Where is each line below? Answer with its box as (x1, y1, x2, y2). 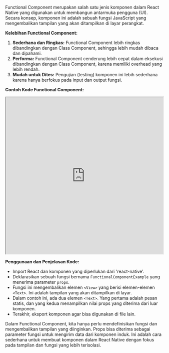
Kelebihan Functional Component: (5, 30, 78, 36)
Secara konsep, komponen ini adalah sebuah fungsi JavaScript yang (5, 15, 146, 21)
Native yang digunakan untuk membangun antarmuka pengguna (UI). (5, 10, 148, 16)
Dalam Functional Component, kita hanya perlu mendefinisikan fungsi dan (5, 321, 157, 326)
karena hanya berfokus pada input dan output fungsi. (12, 77, 122, 83)
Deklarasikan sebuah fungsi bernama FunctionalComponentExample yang (12, 274, 160, 280)
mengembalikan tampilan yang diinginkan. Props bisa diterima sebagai (5, 326, 150, 332)
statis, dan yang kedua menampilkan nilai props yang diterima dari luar (12, 300, 158, 306)
